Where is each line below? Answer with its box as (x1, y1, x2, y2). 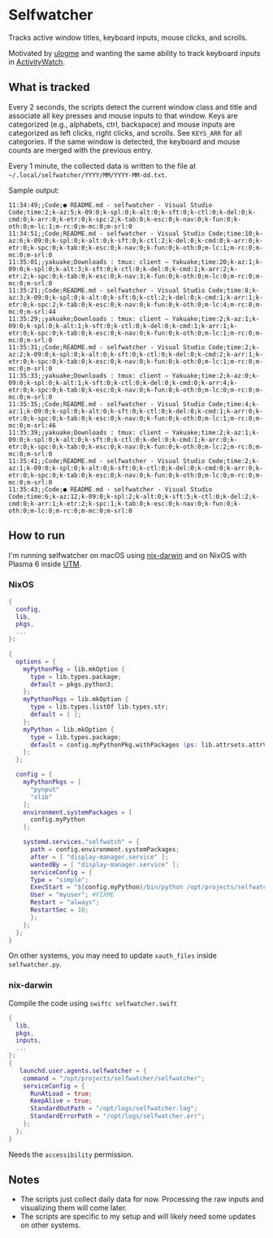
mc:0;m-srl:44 (8, 307, 57, 316)
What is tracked (8, 80, 91, 94)
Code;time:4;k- (208, 400, 260, 408)
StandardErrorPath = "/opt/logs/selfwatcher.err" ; (29, 1112, 206, 1120)
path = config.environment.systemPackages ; (29, 846, 180, 854)
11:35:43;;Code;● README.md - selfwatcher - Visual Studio (8, 485, 213, 493)
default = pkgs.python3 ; (29, 680, 115, 688)
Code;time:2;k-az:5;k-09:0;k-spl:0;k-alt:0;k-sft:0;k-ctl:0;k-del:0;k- (8, 208, 256, 216)
